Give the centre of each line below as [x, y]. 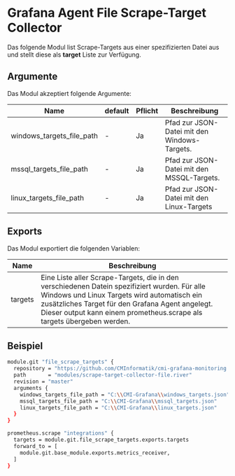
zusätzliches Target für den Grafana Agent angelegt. [127, 304]
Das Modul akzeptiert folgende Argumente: [69, 93]
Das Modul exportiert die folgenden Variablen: [74, 248]
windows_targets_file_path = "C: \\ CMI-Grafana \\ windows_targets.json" [125, 394]
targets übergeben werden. [86, 321]
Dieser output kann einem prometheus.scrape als [122, 312]
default [117, 111]
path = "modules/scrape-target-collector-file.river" [103, 375]
